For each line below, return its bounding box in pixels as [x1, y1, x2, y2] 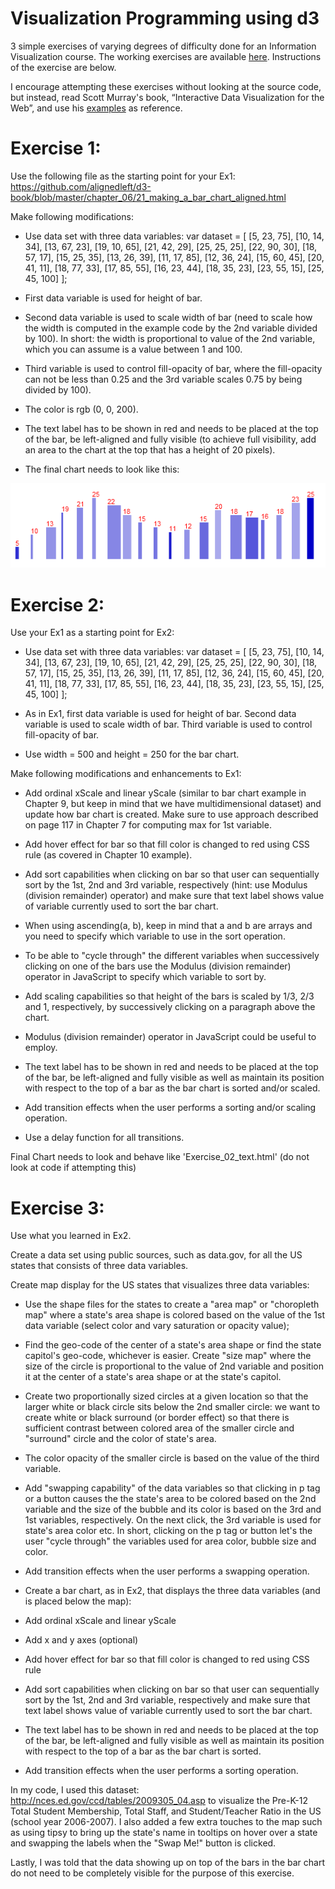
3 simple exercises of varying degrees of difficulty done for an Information [10, 40, 317, 52]
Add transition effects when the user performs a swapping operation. [24, 1565, 310, 1577]
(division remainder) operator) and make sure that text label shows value [24, 890, 325, 902]
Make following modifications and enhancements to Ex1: [10, 768, 242, 780]
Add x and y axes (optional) [24, 1634, 139, 1646]
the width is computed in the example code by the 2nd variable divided [24, 322, 318, 334]
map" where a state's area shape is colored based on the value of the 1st [24, 1309, 325, 1321]
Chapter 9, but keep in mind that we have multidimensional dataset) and [24, 798, 322, 810]
